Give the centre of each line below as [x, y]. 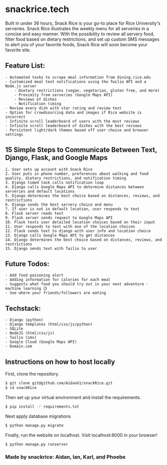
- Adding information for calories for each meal [58, 280]
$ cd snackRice [21, 388]
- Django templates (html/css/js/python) [49, 324]
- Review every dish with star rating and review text [63, 108]
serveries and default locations [40, 191]
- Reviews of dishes [35, 99]
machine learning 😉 [26, 289]
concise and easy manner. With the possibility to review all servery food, [80, 34]
